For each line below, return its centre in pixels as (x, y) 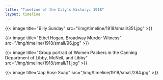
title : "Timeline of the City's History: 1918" (55, 10)
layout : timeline (23, 14)
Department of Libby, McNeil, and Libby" (46, 57)
